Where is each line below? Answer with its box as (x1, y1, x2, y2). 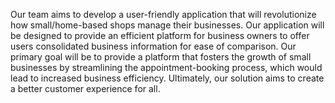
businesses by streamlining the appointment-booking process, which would (10, 62, 323, 73)
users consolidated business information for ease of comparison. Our (10, 40, 297, 52)
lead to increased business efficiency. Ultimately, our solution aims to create (10, 72, 325, 84)
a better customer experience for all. (10, 83, 161, 94)
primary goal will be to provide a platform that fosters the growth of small (10, 51, 312, 63)
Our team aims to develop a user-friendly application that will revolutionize (10, 9, 317, 20)
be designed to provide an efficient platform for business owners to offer (10, 30, 310, 41)
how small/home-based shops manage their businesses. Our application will (10, 19, 325, 31)
